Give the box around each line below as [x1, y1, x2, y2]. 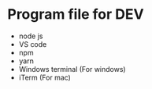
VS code [18, 39, 47, 48]
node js [18, 31, 43, 41]
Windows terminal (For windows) [18, 64, 127, 73]
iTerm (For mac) [18, 73, 72, 82]
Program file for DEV [7, 5, 144, 23]
